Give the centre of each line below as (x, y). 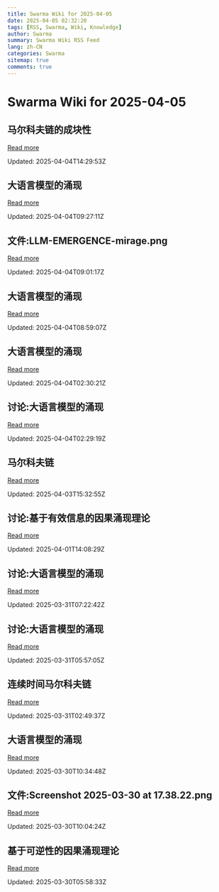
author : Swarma (30, 34)
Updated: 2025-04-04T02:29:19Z (57, 439)
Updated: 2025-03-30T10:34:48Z (57, 771)
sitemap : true (28, 60)
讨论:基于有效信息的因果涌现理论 (79, 518)
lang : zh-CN (25, 47)
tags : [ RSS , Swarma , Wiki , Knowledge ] (64, 27)
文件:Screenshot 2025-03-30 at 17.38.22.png (110, 795)
